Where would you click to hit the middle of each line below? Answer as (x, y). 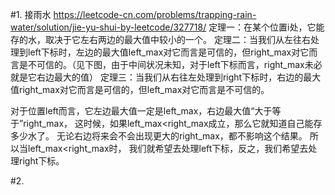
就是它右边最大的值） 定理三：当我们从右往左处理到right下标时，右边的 (157, 77)
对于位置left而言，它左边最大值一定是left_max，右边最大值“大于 (141, 111)
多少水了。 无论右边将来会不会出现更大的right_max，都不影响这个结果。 (159, 136)
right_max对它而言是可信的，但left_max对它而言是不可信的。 (144, 89)
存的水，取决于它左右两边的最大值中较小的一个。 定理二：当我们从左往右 (160, 39)
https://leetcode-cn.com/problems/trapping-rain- (155, 14)
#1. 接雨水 (31, 14)
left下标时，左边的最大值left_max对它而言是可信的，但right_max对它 (168, 52)
